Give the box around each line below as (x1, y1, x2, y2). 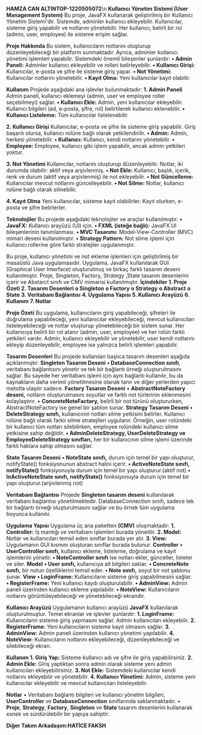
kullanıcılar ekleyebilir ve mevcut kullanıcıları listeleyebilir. (6, 680, 148, 686)
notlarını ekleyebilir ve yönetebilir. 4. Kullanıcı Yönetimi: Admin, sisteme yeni (6, 673, 196, 680)
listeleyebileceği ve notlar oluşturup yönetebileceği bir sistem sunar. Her (6, 322, 185, 329)
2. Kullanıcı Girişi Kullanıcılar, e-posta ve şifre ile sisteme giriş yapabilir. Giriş (6, 123, 196, 130)
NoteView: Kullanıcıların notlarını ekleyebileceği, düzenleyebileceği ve (6, 636, 180, 643)
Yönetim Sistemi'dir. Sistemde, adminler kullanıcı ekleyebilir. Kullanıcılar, (6, 18, 183, 25)
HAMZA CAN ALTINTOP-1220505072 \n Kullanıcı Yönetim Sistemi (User (6, 5, 188, 12)
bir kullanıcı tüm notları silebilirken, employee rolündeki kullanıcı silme (6, 423, 179, 430)
